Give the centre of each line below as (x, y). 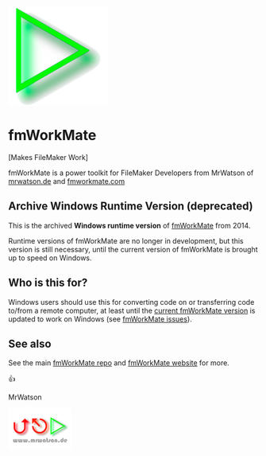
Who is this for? (48, 283)
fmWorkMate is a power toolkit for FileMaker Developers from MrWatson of (131, 173)
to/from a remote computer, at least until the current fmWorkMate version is (132, 310)
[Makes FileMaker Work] (48, 157)
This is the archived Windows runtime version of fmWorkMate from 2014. (129, 225)
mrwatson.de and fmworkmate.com (67, 181)
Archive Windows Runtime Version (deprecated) (131, 207)
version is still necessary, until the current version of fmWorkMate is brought (133, 249)
